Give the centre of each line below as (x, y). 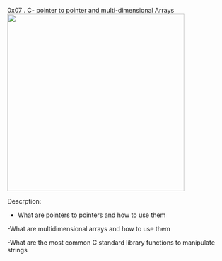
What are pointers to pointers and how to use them (92, 215)
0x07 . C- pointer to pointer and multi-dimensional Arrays (91, 10)
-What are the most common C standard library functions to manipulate (111, 243)
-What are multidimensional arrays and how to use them (89, 229)
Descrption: (24, 201)
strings (18, 250)
